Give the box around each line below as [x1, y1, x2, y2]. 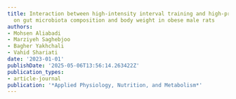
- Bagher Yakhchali [7, 43, 65, 49]
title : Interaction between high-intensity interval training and [7, 10, 206, 17]
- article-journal [7, 75, 61, 82]
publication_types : [7, 68, 65, 75]
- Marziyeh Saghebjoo [7, 36, 71, 43]
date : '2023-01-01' [7, 56, 65, 63]
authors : [7, 23, 33, 30]
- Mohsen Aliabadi [7, 29, 61, 37]
